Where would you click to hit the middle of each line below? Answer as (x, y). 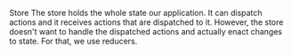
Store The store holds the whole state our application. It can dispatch (136, 13)
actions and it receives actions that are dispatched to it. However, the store (146, 22)
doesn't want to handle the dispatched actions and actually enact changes (146, 31)
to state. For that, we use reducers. (73, 41)
